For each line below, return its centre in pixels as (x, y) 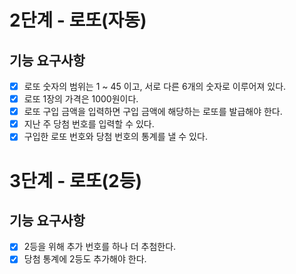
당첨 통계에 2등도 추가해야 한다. (85, 259)
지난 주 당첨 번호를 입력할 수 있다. (89, 124)
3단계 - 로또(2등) (75, 180)
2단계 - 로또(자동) (78, 20)
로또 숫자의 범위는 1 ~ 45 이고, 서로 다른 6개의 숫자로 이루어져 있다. (155, 86)
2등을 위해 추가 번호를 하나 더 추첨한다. (100, 247)
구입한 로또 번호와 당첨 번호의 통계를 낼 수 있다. (115, 137)
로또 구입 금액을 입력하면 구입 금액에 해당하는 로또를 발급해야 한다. (153, 112)
